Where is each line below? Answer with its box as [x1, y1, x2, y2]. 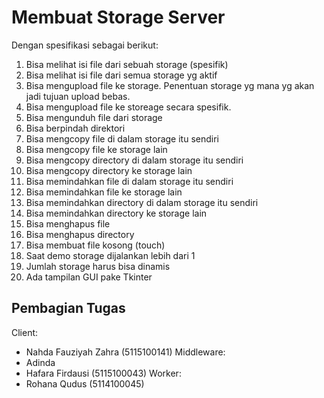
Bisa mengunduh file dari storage [25, 111, 163, 123]
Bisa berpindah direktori [25, 122, 126, 134]
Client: [11, 326, 39, 338]
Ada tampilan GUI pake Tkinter [25, 271, 153, 283]
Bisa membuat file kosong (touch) [25, 239, 166, 251]
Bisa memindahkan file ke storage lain [25, 186, 183, 198]
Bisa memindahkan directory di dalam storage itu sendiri [25, 196, 259, 208]
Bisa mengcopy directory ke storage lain [25, 164, 193, 176]
